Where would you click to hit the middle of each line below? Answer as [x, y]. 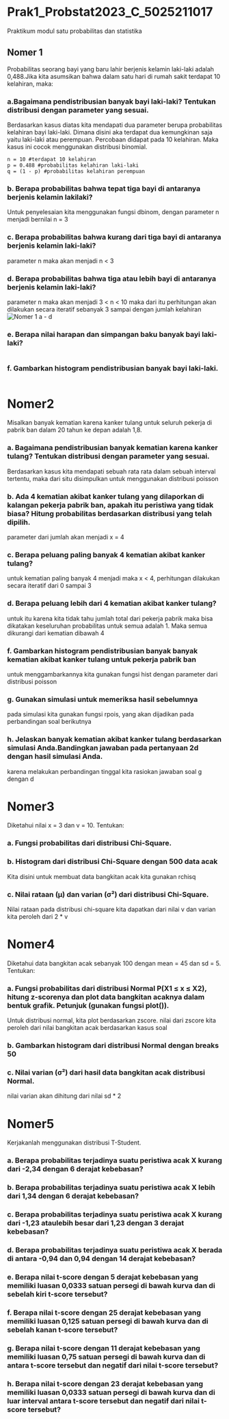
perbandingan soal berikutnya [49, 722]
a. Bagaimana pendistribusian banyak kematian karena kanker [112, 448]
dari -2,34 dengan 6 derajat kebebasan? [75, 1169]
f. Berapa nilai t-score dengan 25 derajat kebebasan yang [104, 1313]
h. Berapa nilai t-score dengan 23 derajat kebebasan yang [105, 1383]
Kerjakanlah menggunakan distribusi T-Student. [74, 1142]
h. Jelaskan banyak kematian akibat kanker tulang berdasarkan [114, 740]
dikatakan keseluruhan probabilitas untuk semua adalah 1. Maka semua [107, 626]
